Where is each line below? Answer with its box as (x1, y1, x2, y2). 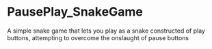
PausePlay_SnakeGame (7, 4, 144, 20)
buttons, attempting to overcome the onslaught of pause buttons (7, 33, 189, 42)
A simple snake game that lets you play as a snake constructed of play (7, 27, 205, 35)
